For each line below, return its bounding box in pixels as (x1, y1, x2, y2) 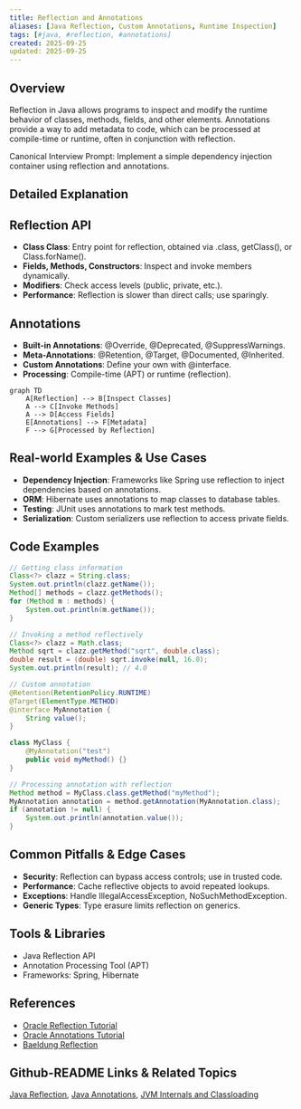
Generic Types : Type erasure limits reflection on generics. (22, 900, 241, 911)
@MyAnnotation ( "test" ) (25, 747, 111, 756)
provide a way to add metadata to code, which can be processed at (9, 123, 261, 134)
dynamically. (22, 271, 71, 282)
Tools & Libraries (9, 926, 106, 942)
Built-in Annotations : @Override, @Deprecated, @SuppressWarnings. (22, 339, 287, 350)
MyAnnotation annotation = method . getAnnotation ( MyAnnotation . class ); (9, 797, 281, 806)
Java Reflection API (22, 950, 96, 961)
